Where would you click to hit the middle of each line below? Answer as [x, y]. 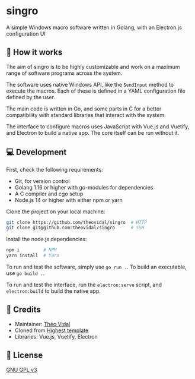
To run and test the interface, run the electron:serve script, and [84, 285]
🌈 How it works [34, 53]
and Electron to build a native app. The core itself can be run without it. [93, 132]
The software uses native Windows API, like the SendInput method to [90, 84]
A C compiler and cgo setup [49, 194]
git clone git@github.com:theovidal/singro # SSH [75, 228]
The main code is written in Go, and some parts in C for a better [84, 109]
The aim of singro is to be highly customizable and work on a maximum [93, 67]
